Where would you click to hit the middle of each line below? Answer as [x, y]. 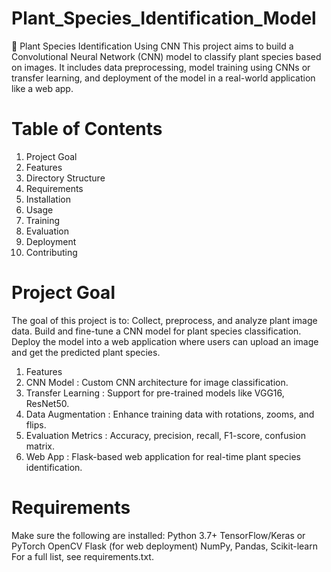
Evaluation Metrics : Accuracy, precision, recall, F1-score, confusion [165, 435]
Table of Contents [87, 129]
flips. [36, 424]
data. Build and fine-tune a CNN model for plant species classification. [156, 331]
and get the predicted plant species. [86, 352]
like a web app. [42, 88]
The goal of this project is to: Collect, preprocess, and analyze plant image [164, 320]
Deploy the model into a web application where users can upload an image [165, 341]
